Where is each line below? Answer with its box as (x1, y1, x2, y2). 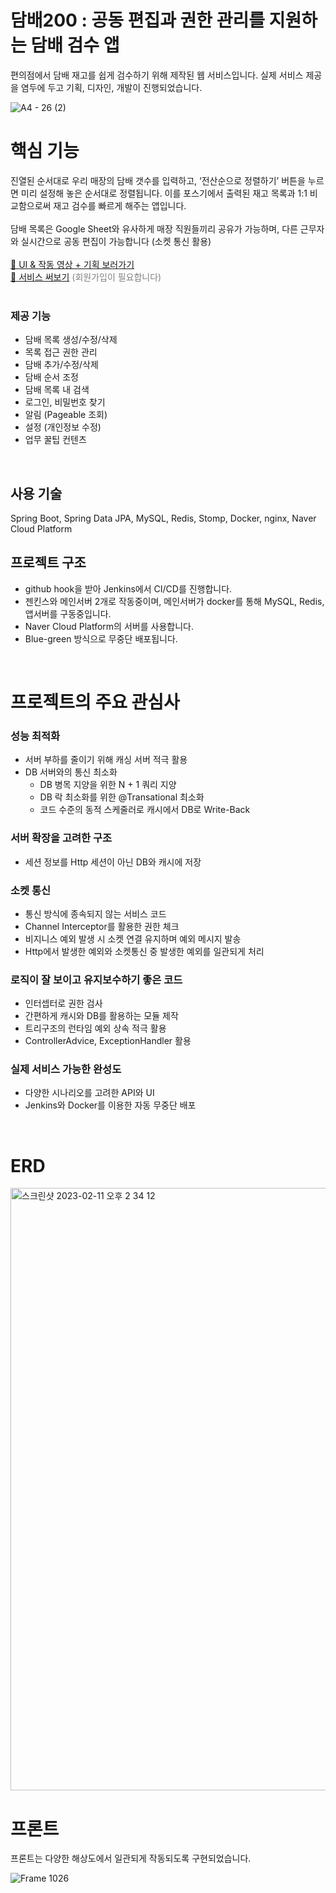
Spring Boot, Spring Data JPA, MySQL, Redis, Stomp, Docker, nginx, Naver (10, 512, 317, 524)
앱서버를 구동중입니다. (24, 607, 112, 620)
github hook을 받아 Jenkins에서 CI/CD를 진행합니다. (24, 582, 233, 595)
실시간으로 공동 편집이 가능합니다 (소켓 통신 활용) (20, 235, 212, 247)
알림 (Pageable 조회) (24, 409, 108, 421)
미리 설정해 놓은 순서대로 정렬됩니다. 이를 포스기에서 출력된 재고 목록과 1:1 (20, 187, 308, 199)
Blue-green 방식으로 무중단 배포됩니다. (24, 632, 178, 645)
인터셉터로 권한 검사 (24, 997, 103, 1010)
